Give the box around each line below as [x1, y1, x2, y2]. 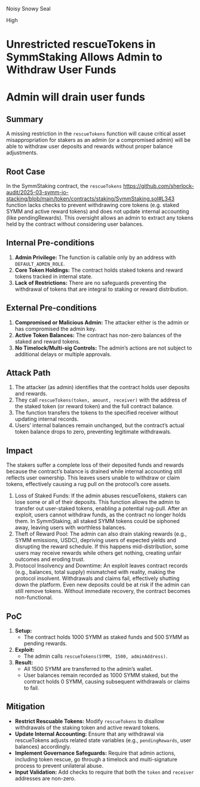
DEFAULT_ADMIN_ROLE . [14, 260, 65, 267]
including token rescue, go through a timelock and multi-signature [14, 755, 178, 762]
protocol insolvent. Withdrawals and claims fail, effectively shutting [14, 575, 180, 582]
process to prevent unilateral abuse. [14, 762, 104, 769]
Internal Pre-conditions [6, 238, 94, 248]
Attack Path [6, 368, 51, 378]
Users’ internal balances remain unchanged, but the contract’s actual [14, 422, 185, 429]
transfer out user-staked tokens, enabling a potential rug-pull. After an [14, 505, 188, 512]
